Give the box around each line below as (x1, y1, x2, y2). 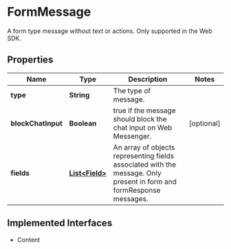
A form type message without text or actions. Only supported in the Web (7, 27, 213, 35)
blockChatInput (10, 118, 63, 128)
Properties (7, 54, 54, 66)
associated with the (113, 159, 177, 169)
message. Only (113, 168, 162, 178)
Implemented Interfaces (7, 217, 113, 229)
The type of (113, 86, 151, 95)
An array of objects (113, 142, 175, 152)
